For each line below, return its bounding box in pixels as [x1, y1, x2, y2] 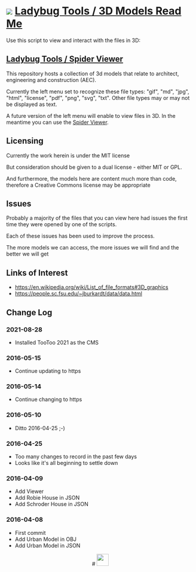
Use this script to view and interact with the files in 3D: [6, 36, 141, 44]
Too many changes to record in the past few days [14, 453, 137, 460]
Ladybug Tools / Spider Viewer [6, 54, 124, 64]
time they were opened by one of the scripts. [6, 221, 117, 228]
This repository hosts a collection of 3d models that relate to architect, [6, 70, 179, 77]
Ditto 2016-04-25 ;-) [14, 424, 66, 431]
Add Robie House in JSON [14, 494, 80, 501]
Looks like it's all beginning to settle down [14, 460, 118, 467]
